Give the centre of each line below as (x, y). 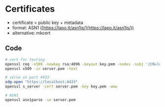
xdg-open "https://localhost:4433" (41, 82)
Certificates (30, 9)
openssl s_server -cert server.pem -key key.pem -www (61, 86)
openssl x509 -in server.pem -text (41, 69)
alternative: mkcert (31, 33)
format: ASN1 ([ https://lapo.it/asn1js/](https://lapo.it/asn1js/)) (73, 27)
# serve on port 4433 (27, 77)
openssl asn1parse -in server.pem (41, 100)
